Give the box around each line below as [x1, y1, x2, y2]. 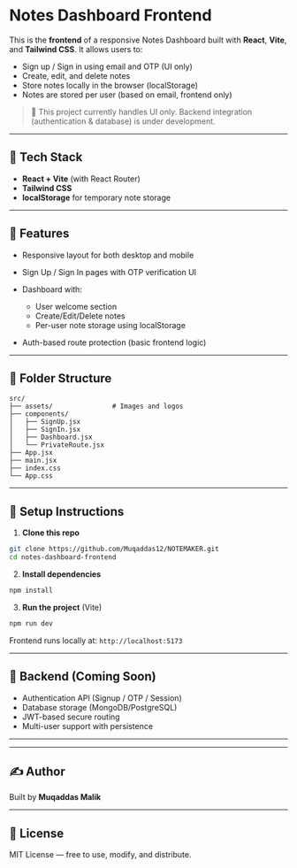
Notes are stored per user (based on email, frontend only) [21, 89, 232, 100]
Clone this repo [21, 527, 80, 538]
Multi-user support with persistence [21, 720, 153, 731]
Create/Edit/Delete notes [34, 311, 126, 321]
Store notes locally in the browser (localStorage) [21, 80, 199, 90]
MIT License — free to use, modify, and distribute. [9, 849, 192, 860]
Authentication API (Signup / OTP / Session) [21, 692, 183, 703]
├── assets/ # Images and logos [9, 402, 184, 411]
